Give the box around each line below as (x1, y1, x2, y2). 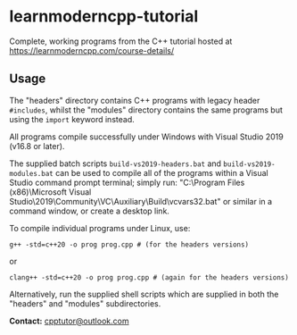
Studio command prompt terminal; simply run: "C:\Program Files (9, 177, 245, 188)
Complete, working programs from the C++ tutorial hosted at (9, 36, 233, 46)
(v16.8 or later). (9, 140, 65, 151)
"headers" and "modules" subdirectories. (9, 297, 161, 309)
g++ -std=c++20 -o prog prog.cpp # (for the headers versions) (9, 239, 250, 249)
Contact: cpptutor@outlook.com (9, 315, 129, 326)
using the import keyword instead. (9, 113, 136, 124)
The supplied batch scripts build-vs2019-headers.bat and (9, 158, 221, 169)
